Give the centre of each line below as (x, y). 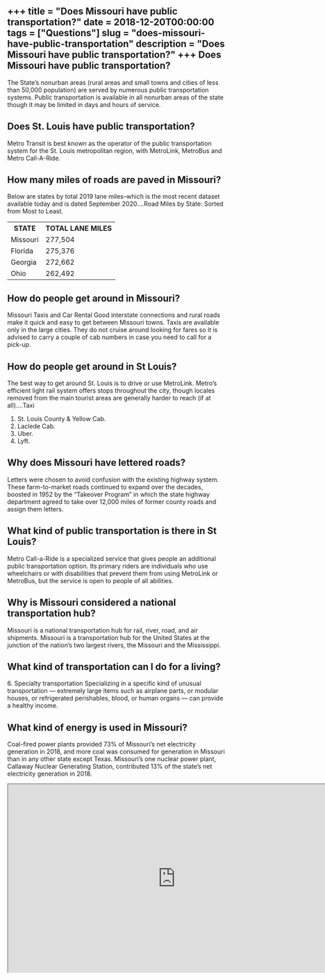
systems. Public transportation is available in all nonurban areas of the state (116, 97)
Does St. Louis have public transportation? (101, 127)
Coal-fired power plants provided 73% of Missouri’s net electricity (101, 744)
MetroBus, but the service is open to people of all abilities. (90, 580)
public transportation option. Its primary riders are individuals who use (108, 566)
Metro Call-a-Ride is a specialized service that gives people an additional (112, 558)
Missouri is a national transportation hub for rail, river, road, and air (102, 630)
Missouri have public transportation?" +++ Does (114, 55)
